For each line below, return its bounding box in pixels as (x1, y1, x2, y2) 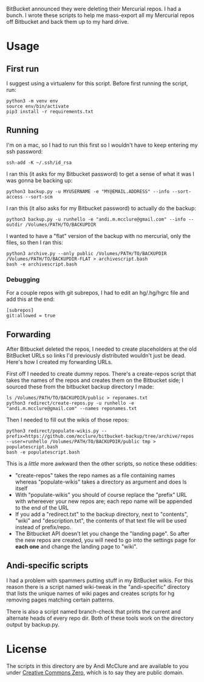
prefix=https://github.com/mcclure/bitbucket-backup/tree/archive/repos (6, 433, 194, 439)
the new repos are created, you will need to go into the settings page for (15, 536, 196, 544)
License (6, 642, 47, 656)
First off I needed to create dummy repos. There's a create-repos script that (6, 370, 196, 377)
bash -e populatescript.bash (6, 449, 80, 455)
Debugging (6, 275, 40, 284)
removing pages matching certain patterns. (6, 596, 115, 603)
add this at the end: (6, 295, 55, 303)
